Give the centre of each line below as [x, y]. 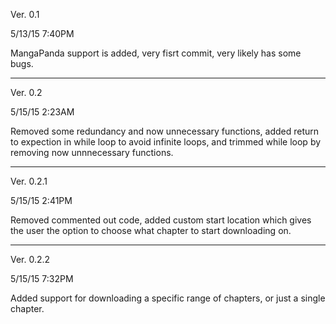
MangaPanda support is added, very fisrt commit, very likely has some [156, 53]
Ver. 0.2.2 [30, 259]
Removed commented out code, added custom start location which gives [161, 220]
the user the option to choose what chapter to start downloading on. [151, 230]
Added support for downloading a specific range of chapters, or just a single [168, 298]
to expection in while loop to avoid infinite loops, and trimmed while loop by [166, 142]
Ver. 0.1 [25, 14]
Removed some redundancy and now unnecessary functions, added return [165, 131]
